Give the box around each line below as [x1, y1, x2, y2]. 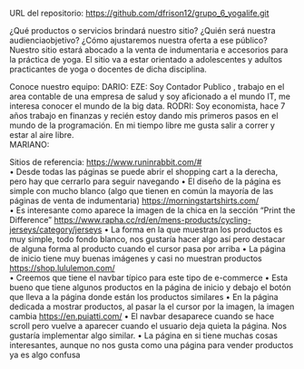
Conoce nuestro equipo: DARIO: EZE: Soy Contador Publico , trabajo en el [9, 82, 285, 92]
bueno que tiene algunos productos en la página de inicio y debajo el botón [9, 282, 292, 293]
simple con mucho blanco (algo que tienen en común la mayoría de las [9, 186, 274, 196]
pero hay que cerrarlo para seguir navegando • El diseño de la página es [9, 176, 281, 187]
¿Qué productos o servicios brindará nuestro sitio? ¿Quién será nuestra [9, 25, 276, 35]
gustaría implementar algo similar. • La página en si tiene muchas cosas [9, 330, 279, 341]
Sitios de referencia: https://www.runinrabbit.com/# [9, 157, 202, 167]
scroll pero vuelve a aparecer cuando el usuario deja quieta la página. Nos [9, 321, 288, 331]
